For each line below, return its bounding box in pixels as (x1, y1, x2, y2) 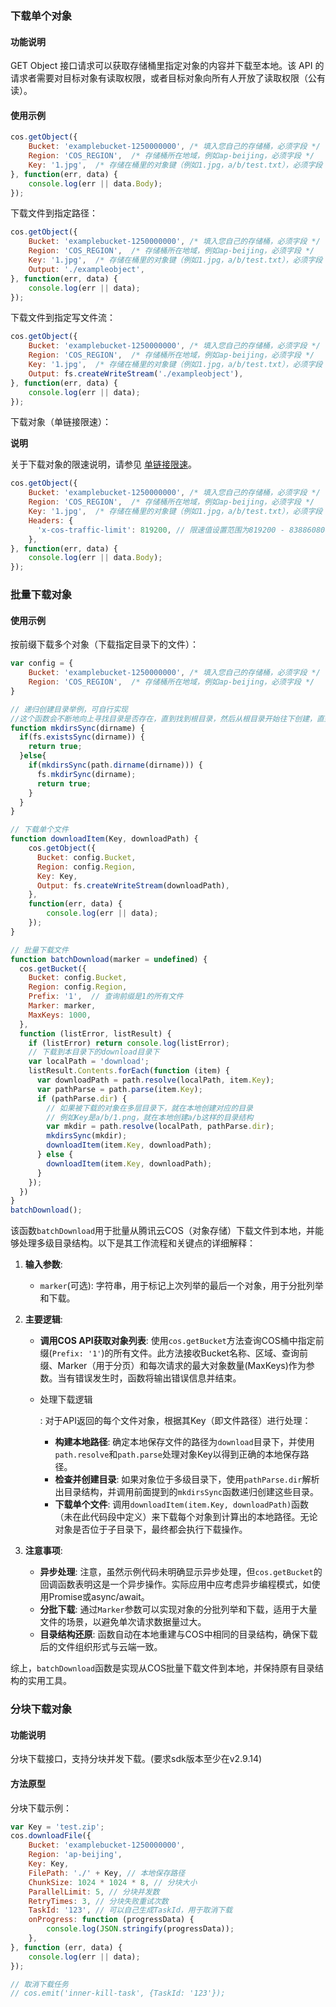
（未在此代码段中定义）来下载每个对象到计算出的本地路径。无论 (54, 1511, 318, 1523)
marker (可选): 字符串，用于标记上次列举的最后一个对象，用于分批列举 (39, 1280, 324, 1292)
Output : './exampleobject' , (28, 264, 145, 274)
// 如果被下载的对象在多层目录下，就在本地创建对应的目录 (46, 1103, 253, 1113)
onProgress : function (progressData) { (28, 1915, 195, 1925)
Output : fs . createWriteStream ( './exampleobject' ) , (28, 368, 244, 379)
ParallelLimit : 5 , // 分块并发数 (28, 1887, 160, 1897)
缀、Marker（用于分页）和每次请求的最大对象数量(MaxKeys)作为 (39, 1360, 307, 1372)
